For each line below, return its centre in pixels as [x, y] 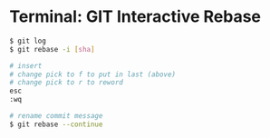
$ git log [28, 41]
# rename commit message [56, 116]
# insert [26, 65]
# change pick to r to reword [67, 83]
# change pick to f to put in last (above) [93, 74]
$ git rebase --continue [56, 124]
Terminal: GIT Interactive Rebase [135, 17]
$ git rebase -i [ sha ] [52, 49]
